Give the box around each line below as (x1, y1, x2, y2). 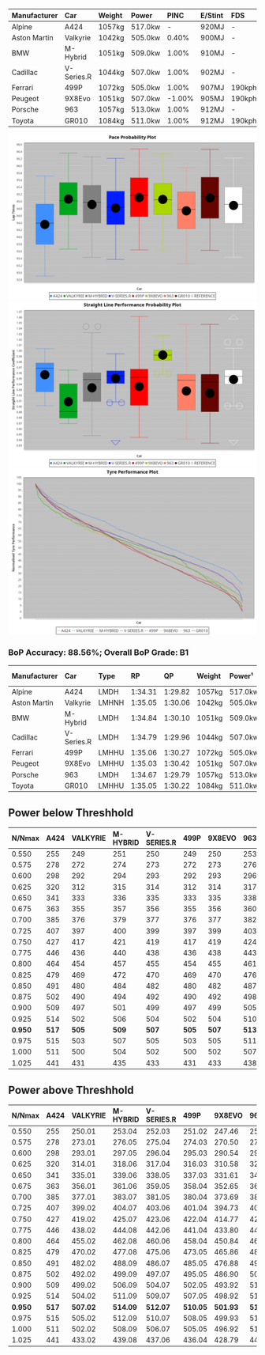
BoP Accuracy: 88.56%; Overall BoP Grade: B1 (8, 646, 189, 657)
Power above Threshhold (8, 1083, 134, 1096)
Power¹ (229, 672, 254, 681)
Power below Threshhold (8, 806, 134, 819)
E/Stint (200, 10, 223, 20)
